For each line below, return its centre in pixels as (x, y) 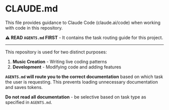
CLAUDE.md (32, 9)
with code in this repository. (34, 27)
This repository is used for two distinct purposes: (56, 52)
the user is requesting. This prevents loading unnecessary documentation (82, 82)
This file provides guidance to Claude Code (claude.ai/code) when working (83, 22)
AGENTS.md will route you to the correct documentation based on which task (84, 76)
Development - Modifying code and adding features (67, 67)
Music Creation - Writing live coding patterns (60, 61)
